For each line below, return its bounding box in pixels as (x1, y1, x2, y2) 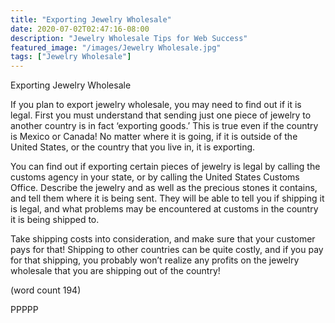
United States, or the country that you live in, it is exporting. (10, 141, 256, 153)
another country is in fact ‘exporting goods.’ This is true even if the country (10, 120, 319, 132)
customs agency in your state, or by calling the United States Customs (10, 171, 300, 183)
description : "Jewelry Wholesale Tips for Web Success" (10, 33, 248, 43)
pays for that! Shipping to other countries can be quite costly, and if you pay (10, 244, 324, 256)
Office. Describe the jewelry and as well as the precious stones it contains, (10, 182, 318, 194)
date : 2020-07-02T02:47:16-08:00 (10, 24, 150, 34)
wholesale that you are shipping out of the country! (10, 265, 221, 277)
